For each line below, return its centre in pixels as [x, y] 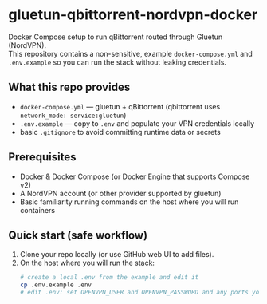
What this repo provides [69, 87]
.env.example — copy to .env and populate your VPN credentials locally [137, 123]
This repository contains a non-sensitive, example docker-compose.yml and [130, 53]
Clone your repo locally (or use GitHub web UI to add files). [117, 255]
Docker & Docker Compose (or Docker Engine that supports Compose [135, 176]
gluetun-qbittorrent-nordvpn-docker [133, 15]
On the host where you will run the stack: [87, 263]
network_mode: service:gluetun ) [73, 115]
